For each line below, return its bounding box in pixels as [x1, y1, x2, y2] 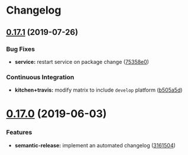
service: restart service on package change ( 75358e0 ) [14, 58, 150, 65]
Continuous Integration [6, 73, 74, 81]
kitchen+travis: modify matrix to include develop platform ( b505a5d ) [14, 86, 183, 93]
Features [6, 128, 33, 137]
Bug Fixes [6, 45, 35, 53]
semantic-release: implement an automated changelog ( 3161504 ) [14, 141, 176, 148]
